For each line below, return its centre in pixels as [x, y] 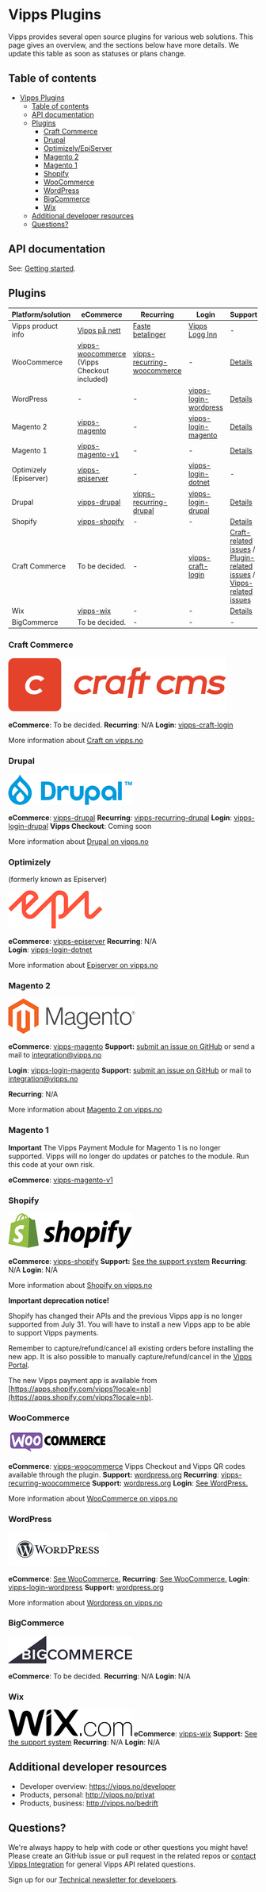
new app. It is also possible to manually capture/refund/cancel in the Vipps [130, 1356]
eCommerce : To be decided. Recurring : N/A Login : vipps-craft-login [121, 725]
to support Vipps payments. [53, 1332]
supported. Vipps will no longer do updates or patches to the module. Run [129, 1156]
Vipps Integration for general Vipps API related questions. [102, 1864]
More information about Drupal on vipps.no [78, 841]
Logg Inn [203, 334]
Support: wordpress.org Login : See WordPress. [170, 1483]
